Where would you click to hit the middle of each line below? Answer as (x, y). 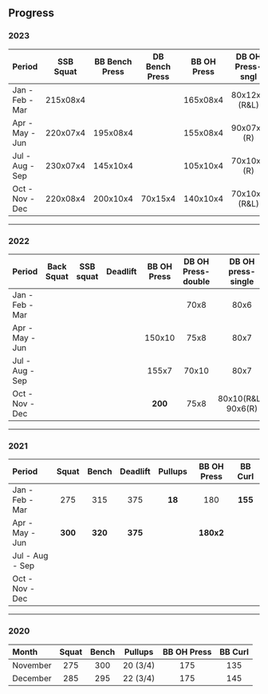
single (242, 281)
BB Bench (113, 61)
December (32, 678)
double (196, 281)
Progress (31, 13)
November (32, 665)
